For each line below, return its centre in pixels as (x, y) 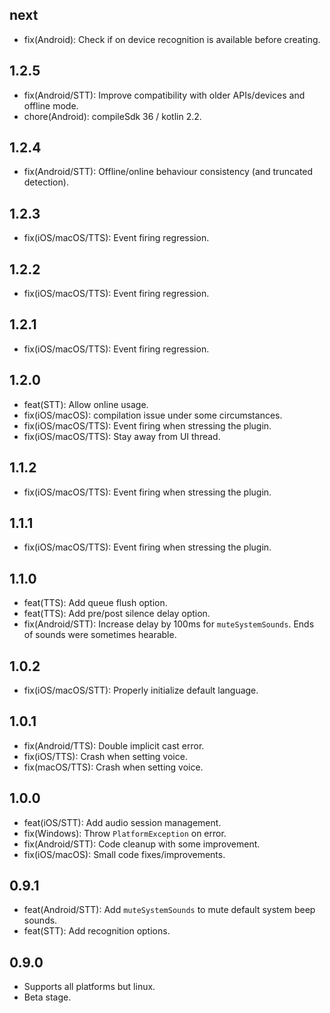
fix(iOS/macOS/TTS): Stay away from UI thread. (122, 436)
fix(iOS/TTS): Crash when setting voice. (105, 756)
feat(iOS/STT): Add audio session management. (122, 822)
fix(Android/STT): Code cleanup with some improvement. (142, 844)
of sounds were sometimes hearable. (100, 635)
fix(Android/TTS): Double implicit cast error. (114, 745)
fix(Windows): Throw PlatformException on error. (125, 833)
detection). (46, 182)
